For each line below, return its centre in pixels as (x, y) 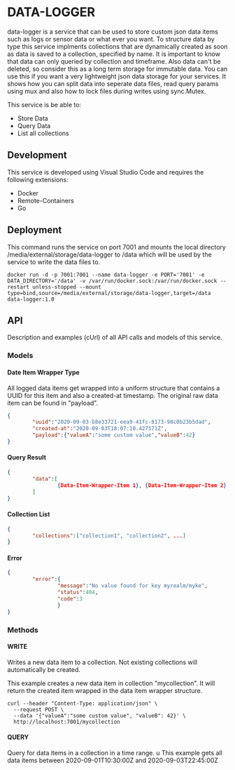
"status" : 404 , (78, 593)
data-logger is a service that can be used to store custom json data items (113, 32)
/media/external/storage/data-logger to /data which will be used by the (109, 254)
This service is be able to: (44, 104)
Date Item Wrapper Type (44, 372)
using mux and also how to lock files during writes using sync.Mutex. (107, 91)
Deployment (35, 230)
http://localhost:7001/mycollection (67, 722)
